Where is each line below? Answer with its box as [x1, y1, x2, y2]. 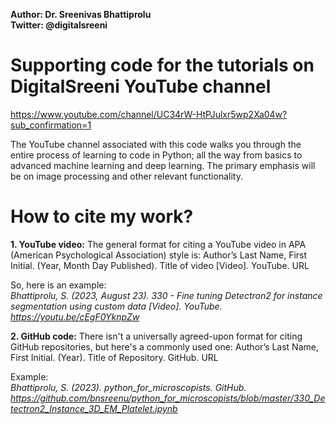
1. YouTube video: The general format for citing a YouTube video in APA [10, 238, 307, 250]
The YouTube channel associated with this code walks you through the [10, 138, 302, 150]
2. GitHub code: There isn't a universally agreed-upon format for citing [10, 330, 303, 342]
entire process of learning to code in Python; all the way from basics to [10, 149, 303, 161]
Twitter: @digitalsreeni [10, 19, 108, 31]
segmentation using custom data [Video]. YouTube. [10, 300, 223, 312]
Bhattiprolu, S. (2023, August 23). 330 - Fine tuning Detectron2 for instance [10, 289, 323, 301]
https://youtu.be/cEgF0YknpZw [10, 310, 140, 323]
